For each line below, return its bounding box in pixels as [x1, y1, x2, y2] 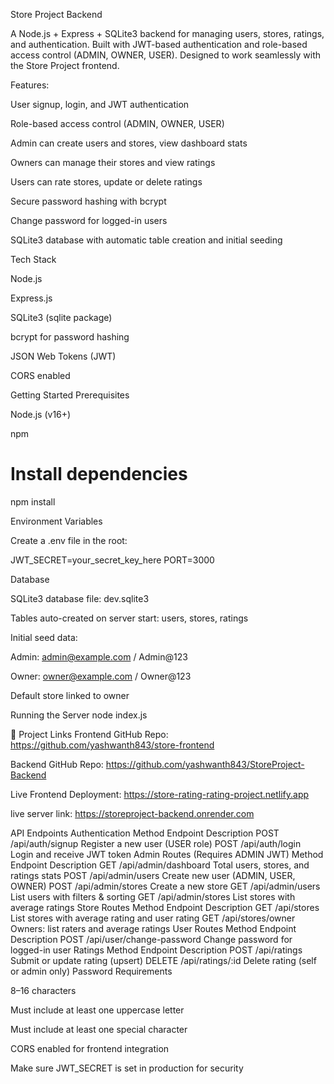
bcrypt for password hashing [10, 331, 130, 343]
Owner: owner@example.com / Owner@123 [10, 670, 192, 682]
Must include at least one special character [10, 1023, 188, 1035]
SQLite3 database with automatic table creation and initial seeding [10, 234, 283, 246]
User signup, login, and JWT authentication [10, 99, 190, 110]
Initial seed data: [10, 631, 78, 643]
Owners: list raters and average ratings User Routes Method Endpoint [10, 922, 297, 934]
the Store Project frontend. [10, 60, 120, 71]
